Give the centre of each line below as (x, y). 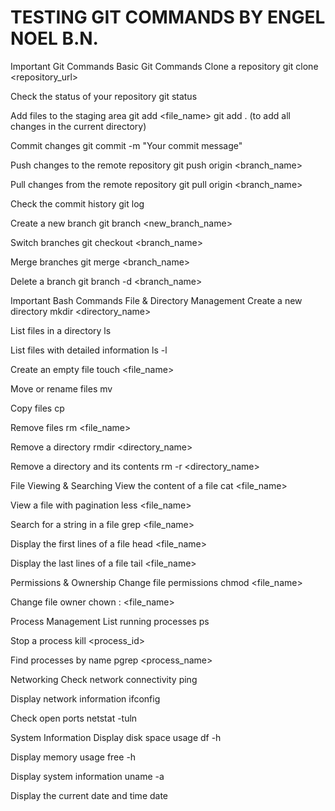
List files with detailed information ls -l (89, 350)
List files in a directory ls (61, 330)
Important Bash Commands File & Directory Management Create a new (156, 300)
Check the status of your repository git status (104, 96)
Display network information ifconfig (85, 698)
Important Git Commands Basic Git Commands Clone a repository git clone (164, 66)
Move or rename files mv (61, 388)
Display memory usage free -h (73, 757)
